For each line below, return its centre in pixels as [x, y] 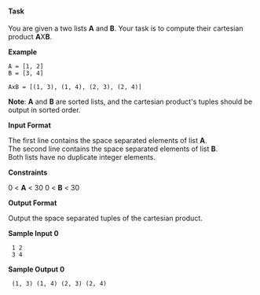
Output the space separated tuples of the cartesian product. [105, 218]
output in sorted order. [44, 110]
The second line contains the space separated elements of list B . [113, 149]
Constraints [28, 172]
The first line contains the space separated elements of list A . [108, 141]
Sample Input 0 [33, 234]
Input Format [29, 125]
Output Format [33, 203]
